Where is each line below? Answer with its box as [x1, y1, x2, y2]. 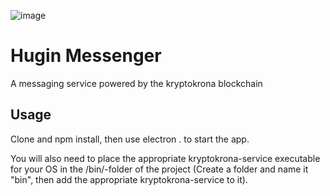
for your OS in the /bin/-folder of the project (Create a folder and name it [10, 163, 309, 175]
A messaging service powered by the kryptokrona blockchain [10, 77, 263, 89]
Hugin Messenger [10, 45, 162, 67]
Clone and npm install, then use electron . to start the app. [10, 133, 250, 145]
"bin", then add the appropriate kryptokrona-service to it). [10, 173, 248, 185]
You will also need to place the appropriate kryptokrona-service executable [10, 152, 321, 164]
